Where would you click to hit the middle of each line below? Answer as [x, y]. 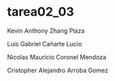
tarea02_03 [41, 12]
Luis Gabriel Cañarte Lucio [44, 44]
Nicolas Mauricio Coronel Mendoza [57, 57]
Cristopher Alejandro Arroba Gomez [58, 70]
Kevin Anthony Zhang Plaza [46, 31]
